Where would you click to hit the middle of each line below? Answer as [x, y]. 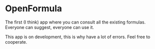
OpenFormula [34, 9]
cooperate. [16, 42]
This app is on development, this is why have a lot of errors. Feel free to [78, 37]
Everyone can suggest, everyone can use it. [50, 27]
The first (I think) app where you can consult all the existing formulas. [76, 22]
